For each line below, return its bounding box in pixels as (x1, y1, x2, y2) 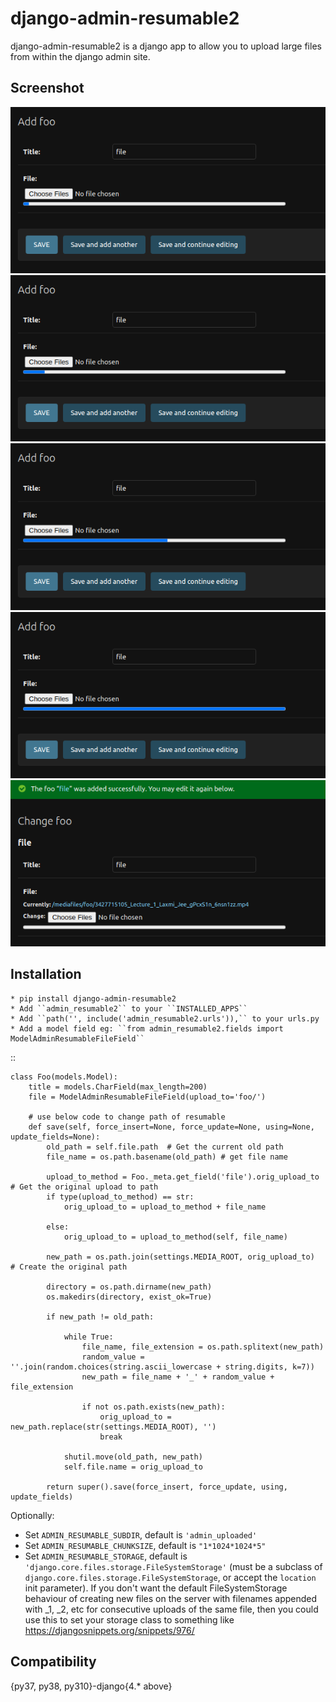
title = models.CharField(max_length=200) (28, 1082, 208, 1092)
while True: (63, 1332, 114, 1342)
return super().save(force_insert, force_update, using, (46, 1482, 288, 1492)
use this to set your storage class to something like (24, 1613, 235, 1626)
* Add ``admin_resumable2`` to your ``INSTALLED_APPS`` (10, 1003, 248, 1014)
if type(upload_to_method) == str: (46, 1192, 195, 1202)
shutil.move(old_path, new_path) (63, 1452, 203, 1462)
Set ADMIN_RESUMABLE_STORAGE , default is (24, 1550, 188, 1562)
